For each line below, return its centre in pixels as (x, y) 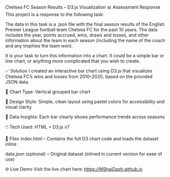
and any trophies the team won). (39, 46)
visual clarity (19, 107)
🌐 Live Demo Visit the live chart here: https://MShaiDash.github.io (74, 169)
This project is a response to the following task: (55, 14)
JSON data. (17, 82)
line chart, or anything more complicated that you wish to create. (73, 61)
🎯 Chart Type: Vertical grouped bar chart (48, 92)
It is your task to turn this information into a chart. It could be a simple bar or (85, 56)
